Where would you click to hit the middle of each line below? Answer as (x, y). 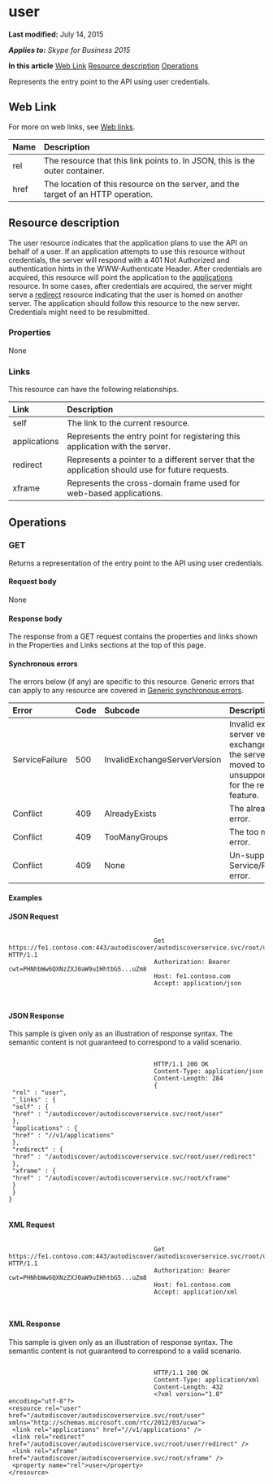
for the (242, 785)
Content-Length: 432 (188, 1387)
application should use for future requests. (148, 470)
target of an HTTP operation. (98, 194)
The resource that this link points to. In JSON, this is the (149, 160)
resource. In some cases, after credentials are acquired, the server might (130, 286)
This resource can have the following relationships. (94, 390)
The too (244, 832)
